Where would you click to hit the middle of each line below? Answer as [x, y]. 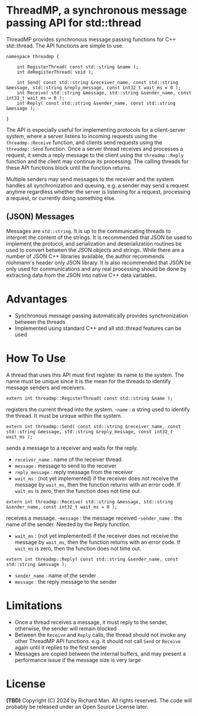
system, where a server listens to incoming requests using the [82, 136]
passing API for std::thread [74, 23]
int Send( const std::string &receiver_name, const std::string [98, 82]
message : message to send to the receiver [66, 466]
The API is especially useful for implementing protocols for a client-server [96, 130]
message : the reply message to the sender [66, 581]
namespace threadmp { [33, 56]
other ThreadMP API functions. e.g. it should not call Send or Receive [98, 641]
